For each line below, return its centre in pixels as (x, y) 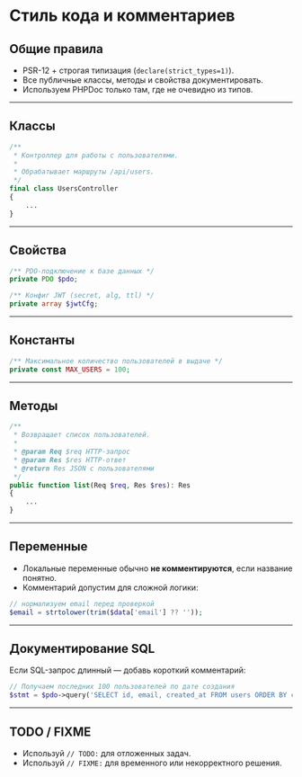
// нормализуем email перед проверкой (82, 603)
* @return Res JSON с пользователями (84, 469)
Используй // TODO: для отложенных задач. (107, 753)
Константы (42, 340)
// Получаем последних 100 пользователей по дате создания (122, 687)
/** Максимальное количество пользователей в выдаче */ (116, 361)
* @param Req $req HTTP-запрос (71, 451)
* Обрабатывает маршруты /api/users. (84, 172)
